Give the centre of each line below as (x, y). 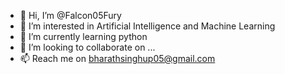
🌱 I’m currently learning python (83, 36)
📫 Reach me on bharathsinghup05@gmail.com (117, 58)
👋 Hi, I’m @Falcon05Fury (70, 15)
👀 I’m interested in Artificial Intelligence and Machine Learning (147, 26)
